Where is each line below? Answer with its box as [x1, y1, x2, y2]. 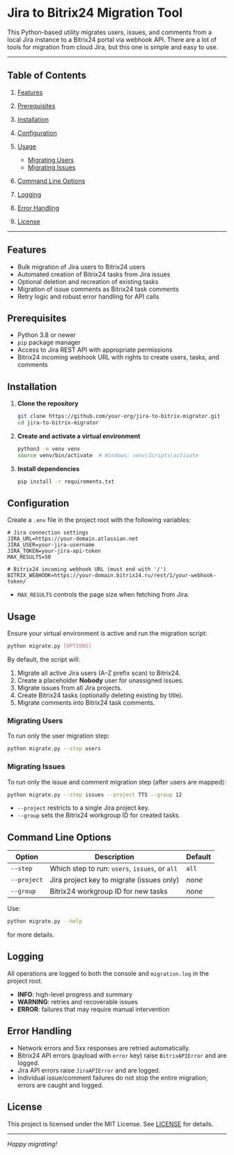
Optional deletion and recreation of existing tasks [17, 277, 159, 285]
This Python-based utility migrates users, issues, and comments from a [7, 28, 212, 36]
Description [95, 852, 134, 862]
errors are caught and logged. [17, 1080, 104, 1089]
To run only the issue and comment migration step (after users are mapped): [7, 777, 226, 786]
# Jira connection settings [7, 529, 89, 537]
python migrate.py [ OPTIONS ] [7, 643, 92, 650]
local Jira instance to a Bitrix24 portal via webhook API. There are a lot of [7, 35, 217, 43]
